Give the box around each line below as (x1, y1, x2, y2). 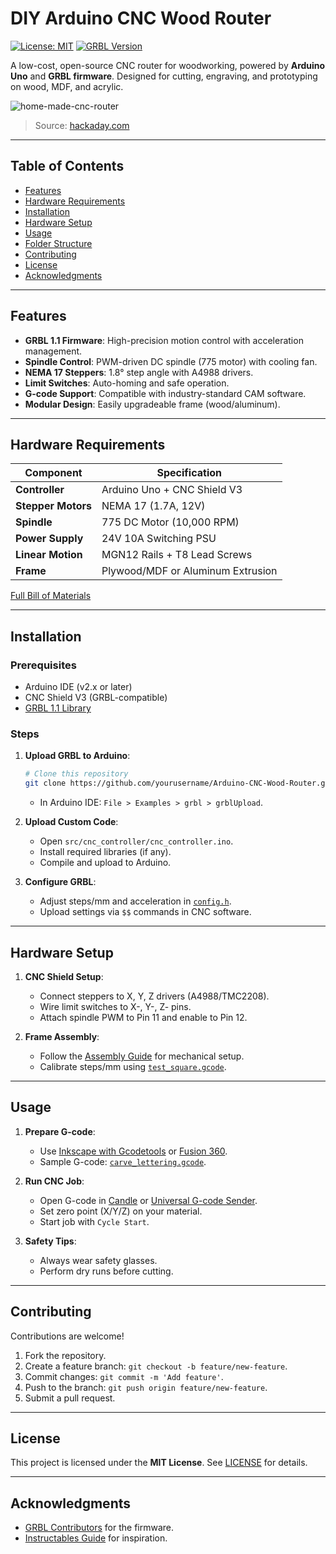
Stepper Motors (15, 499, 92, 513)
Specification (156, 466, 222, 480)
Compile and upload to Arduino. (39, 857, 172, 869)
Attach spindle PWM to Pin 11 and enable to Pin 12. (39, 1011, 248, 1023)
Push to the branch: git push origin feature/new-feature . (24, 1381, 268, 1393)
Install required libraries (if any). (39, 846, 172, 858)
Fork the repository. (24, 1349, 107, 1361)
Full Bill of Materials (10, 590, 92, 602)
